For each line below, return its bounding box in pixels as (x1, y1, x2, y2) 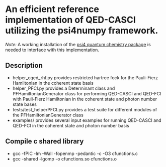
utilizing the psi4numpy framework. (5, 25, 158, 36)
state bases (12, 101, 37, 107)
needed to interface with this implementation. (5, 47, 100, 53)
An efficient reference (5, 4, 100, 15)
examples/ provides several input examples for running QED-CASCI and (12, 117, 162, 123)
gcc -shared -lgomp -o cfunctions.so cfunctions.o (12, 155, 117, 161)
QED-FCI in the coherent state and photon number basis (12, 122, 129, 128)
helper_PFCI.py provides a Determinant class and (12, 85, 115, 91)
